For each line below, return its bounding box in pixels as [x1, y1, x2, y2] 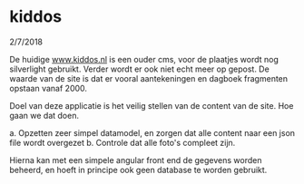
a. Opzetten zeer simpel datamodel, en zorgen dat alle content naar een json [9, 127, 296, 138]
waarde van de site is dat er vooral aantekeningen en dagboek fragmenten [9, 73, 289, 83]
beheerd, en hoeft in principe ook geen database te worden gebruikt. [9, 164, 268, 175]
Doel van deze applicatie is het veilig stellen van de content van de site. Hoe [9, 100, 294, 111]
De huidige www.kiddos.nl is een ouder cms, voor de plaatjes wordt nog [9, 53, 279, 64]
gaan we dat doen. [9, 110, 80, 121]
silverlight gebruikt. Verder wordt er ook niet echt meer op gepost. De [9, 63, 270, 74]
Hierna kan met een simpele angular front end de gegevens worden [9, 154, 262, 165]
